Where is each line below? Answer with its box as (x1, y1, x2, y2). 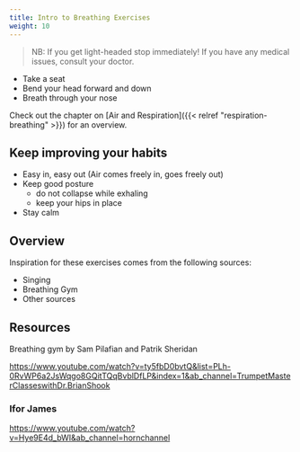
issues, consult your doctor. (31, 56, 135, 66)
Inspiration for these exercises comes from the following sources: (9, 257, 251, 268)
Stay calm (22, 208, 60, 218)
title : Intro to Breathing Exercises (9, 13, 151, 22)
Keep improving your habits (9, 145, 168, 160)
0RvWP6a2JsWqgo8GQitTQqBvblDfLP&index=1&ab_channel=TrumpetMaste (9, 370, 291, 381)
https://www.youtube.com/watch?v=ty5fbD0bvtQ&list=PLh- (9, 360, 232, 371)
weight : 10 (9, 22, 50, 31)
